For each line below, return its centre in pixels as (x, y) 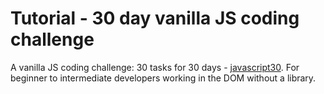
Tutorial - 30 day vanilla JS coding (155, 18)
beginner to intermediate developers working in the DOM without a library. (163, 78)
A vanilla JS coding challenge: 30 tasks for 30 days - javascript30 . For (155, 67)
